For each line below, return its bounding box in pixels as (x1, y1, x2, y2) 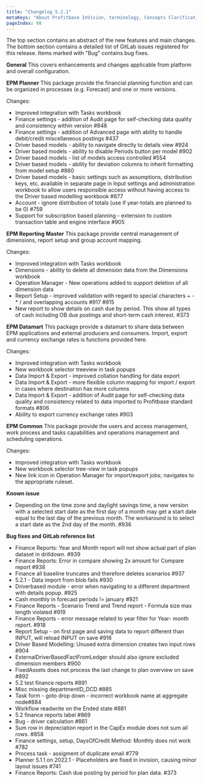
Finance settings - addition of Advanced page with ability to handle (14, 128, 182, 136)
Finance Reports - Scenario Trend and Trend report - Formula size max (14, 602, 192, 610)
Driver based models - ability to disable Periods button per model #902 (14, 148, 193, 155)
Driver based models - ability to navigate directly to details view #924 (14, 142, 188, 149)
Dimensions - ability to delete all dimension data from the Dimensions (14, 267, 188, 274)
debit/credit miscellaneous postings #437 (14, 135, 119, 142)
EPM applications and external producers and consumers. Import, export (6, 330, 187, 337)
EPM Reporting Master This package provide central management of (6, 230, 179, 238)
